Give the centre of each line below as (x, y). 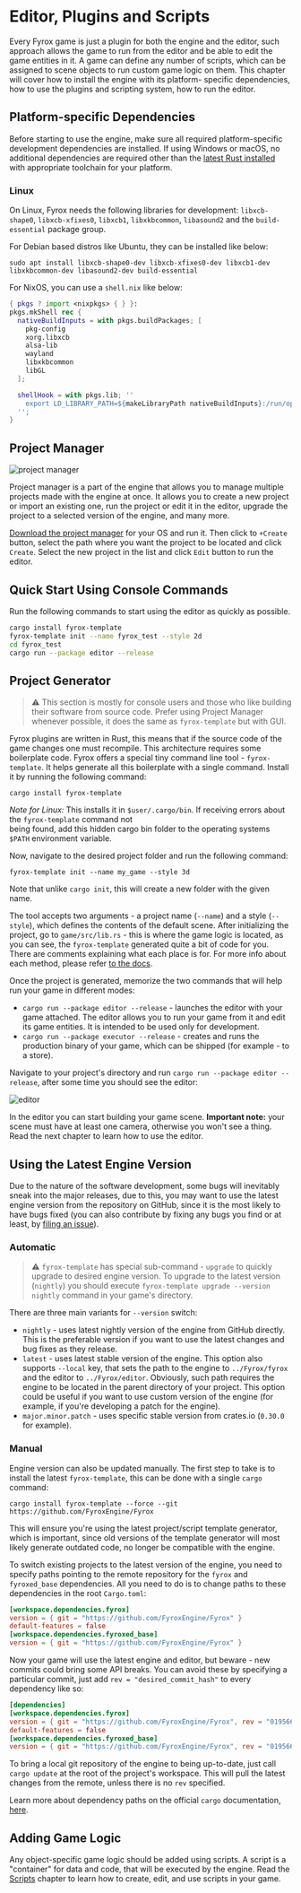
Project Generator (60, 680)
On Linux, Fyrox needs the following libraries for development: (124, 210)
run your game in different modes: (72, 990)
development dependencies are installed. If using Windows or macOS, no (145, 148)
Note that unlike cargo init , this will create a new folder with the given (140, 889)
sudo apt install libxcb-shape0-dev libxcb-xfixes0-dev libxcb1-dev (140, 263)
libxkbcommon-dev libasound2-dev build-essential (104, 271)
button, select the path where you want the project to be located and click (146, 543)
